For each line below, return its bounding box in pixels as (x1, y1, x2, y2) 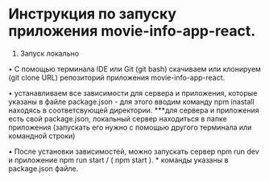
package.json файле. (8, 163, 79, 173)
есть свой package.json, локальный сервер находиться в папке (8, 113, 227, 123)
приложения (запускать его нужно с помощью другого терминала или (8, 122, 252, 132)
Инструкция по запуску (8, 5, 177, 23)
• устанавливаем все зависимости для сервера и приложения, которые (8, 88, 258, 97)
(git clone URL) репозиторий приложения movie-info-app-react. (8, 72, 226, 82)
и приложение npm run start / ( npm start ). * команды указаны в (8, 154, 229, 165)
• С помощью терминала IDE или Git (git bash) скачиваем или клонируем (8, 64, 262, 73)
